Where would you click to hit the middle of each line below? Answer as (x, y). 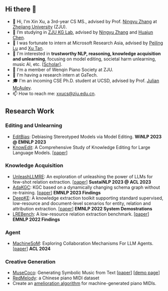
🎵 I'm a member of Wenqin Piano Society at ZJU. (63, 69)
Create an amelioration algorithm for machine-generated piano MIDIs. (84, 283)
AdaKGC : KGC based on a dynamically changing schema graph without (86, 187)
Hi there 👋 (21, 9)
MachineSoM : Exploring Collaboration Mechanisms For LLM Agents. (83, 243)
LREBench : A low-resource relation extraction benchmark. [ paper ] (81, 214)
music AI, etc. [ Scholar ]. (37, 64)
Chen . (19, 37)
